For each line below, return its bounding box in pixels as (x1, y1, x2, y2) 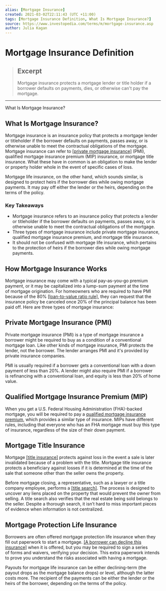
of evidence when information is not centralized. (5, 506, 104, 512)
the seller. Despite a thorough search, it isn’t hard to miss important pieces (5, 501, 157, 507)
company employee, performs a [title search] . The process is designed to (5, 485, 155, 491)
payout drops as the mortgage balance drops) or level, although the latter (5, 570, 155, 576)
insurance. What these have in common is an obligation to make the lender (5, 158, 157, 164)
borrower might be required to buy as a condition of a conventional (5, 337, 142, 343)
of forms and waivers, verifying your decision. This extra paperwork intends (5, 550, 160, 556)
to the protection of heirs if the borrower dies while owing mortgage (12, 245, 151, 251)
